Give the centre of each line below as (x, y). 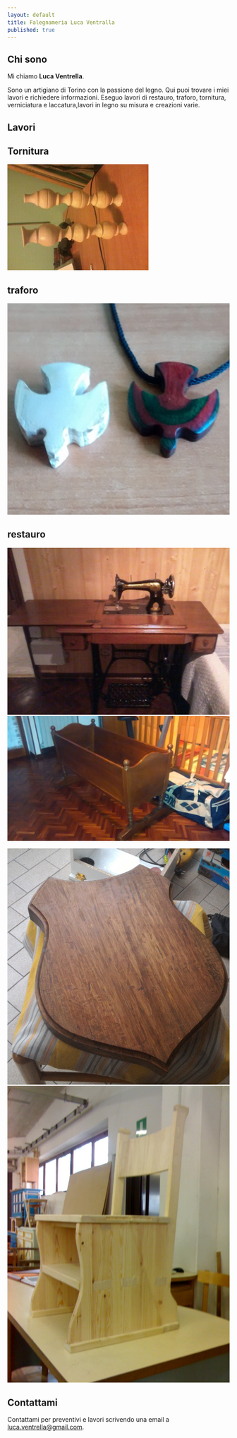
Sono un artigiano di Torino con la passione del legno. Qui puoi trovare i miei (118, 90)
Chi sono (27, 59)
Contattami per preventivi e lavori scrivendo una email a (88, 1420)
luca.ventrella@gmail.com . (46, 1427)
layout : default (31, 15)
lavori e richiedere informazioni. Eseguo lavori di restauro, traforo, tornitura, (117, 97)
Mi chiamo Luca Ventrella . (46, 76)
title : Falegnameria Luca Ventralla (61, 22)
